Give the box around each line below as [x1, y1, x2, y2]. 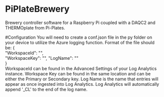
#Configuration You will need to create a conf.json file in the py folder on [5, 34, 153, 40]
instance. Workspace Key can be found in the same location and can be [5, 71, 151, 76]
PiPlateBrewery [5, 3, 70, 15]
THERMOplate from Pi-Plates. [5, 24, 66, 30]
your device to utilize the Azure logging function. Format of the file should [5, 39, 155, 45]
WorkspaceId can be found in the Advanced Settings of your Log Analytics [5, 65, 157, 72]
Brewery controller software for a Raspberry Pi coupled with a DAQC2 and [5, 20, 156, 25]
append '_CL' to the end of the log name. [5, 86, 88, 92]
